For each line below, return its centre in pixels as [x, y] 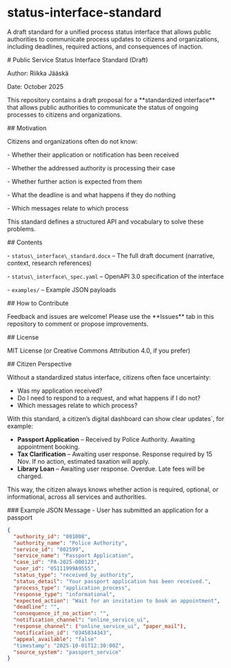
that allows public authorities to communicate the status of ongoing [103, 107]
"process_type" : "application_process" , [72, 588]
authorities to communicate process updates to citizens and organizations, [113, 39]
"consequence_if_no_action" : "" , [61, 613]
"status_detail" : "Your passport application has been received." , [112, 581]
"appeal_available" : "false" [55, 639]
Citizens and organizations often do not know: [72, 141]
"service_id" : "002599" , [49, 549]
